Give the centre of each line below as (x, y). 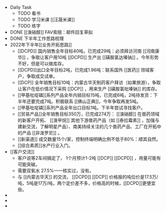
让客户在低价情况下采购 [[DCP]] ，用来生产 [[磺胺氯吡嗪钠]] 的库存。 (89, 89)
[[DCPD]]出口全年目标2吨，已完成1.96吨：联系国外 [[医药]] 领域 (84, 70)
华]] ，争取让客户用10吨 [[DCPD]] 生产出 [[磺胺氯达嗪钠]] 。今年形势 (88, 57)
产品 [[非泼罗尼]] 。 (42, 133)
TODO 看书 (29, 13)
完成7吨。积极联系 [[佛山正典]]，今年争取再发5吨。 (88, 101)
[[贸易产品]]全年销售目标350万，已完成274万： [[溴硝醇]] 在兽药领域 (89, 114)
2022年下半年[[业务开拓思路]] (41, 45)
